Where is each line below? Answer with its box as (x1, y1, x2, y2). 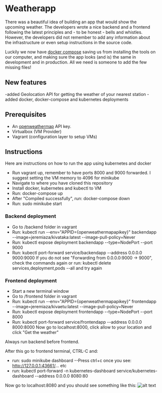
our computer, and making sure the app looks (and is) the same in (5, 54, 136, 60)
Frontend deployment (5, 277, 57, 284)
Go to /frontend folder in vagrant (12, 293, 77, 299)
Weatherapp (5, 3, 56, 14)
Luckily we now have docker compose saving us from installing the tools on (5, 49, 156, 55)
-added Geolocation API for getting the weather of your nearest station (5, 91, 146, 97)
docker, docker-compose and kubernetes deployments (18, 96, 129, 102)
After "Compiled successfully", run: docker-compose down (12, 196, 130, 202)
